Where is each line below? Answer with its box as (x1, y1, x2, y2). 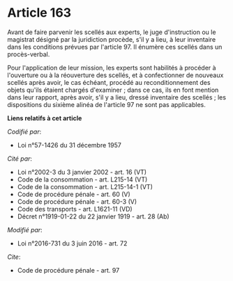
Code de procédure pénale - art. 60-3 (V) (17, 197, 137, 206)
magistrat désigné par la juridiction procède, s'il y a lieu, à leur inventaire (7, 35, 216, 43)
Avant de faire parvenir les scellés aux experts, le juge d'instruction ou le (7, 28, 216, 36)
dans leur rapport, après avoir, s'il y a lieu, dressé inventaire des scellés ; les (7, 93, 227, 102)
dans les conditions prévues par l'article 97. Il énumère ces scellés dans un (7, 42, 223, 51)
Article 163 (7, 5, 72, 21)
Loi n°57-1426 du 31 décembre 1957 (17, 140, 122, 149)
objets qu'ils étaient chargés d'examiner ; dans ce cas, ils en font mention (7, 86, 219, 94)
